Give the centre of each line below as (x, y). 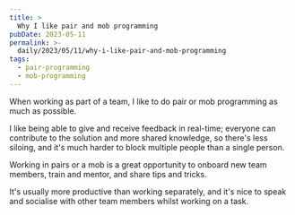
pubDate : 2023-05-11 (48, 34)
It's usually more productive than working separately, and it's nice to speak (148, 191)
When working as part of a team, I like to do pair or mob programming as (143, 101)
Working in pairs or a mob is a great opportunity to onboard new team (138, 164)
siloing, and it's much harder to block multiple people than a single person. (147, 147)
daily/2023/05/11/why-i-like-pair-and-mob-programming (122, 51)
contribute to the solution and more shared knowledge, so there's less (139, 138)
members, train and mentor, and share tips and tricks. (108, 174)
